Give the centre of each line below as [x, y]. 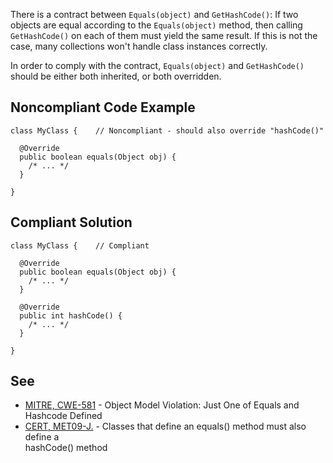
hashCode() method [66, 448]
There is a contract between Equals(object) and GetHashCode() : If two [154, 14]
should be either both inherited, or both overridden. [116, 76]
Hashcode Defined [63, 416]
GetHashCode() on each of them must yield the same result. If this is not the [164, 35]
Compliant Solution [71, 222]
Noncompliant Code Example [103, 107]
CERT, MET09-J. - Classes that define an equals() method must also [165, 426]
